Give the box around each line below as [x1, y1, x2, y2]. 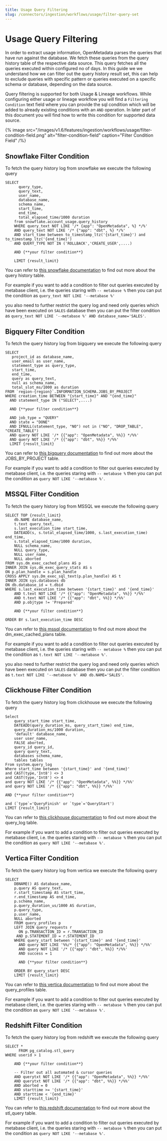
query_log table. [5, 819, 38, 825]
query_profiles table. [5, 986, 47, 992]
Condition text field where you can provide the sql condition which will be [5, 101, 156, 107]
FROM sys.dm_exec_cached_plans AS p [5, 560, 81, 566]
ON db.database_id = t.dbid [5, 582, 64, 587]
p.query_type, [14, 907, 43, 912]
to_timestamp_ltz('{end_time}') [5, 237, 72, 242]
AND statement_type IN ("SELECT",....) [9, 398, 92, 403]
